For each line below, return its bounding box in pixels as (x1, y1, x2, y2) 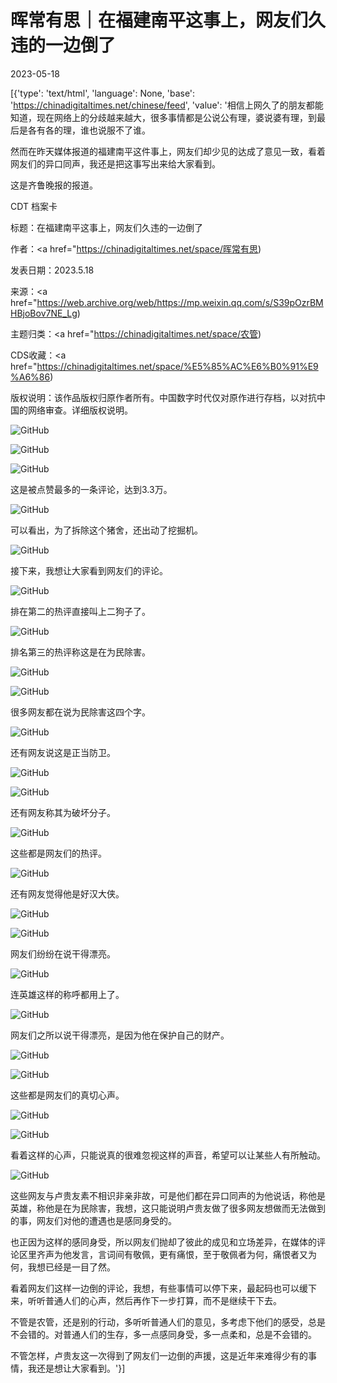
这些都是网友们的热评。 (10, 847, 107, 859)
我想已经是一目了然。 (27, 1261, 116, 1273)
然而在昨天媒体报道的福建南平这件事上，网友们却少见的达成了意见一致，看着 (10, 145, 326, 157)
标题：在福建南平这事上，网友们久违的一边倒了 (10, 221, 203, 233)
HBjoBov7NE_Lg (10, 307, 78, 319)
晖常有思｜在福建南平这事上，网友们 (10, 9, 309, 32)
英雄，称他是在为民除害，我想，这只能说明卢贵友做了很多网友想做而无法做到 (10, 1202, 326, 1214)
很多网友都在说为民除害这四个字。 (10, 706, 151, 718)
